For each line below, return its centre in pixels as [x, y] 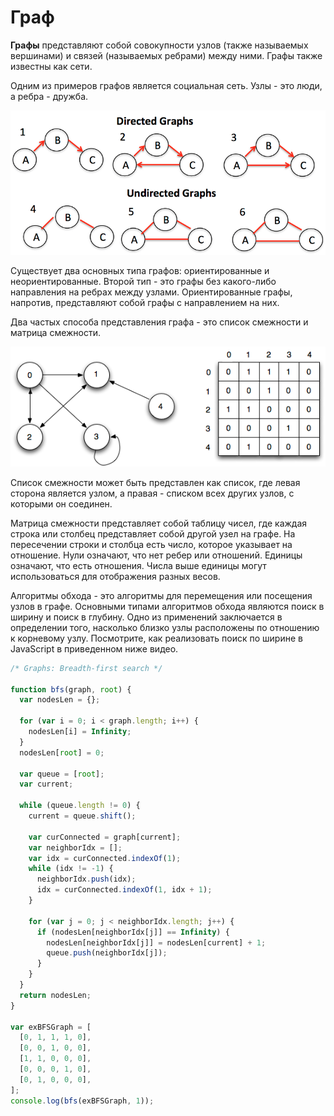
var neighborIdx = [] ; [75, 847]
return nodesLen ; [55, 995]
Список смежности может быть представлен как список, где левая [155, 482]
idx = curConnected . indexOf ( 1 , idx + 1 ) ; [124, 890]
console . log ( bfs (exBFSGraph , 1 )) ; [82, 1101]
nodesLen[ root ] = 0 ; [62, 752]
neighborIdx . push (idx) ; [86, 879]
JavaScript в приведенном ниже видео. [94, 648]
